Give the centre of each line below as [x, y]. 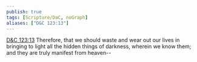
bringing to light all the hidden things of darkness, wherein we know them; [99, 46]
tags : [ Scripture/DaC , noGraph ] [47, 17]
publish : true [24, 12]
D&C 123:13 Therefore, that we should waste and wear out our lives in [93, 40]
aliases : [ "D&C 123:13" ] [38, 23]
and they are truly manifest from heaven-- [59, 53]
